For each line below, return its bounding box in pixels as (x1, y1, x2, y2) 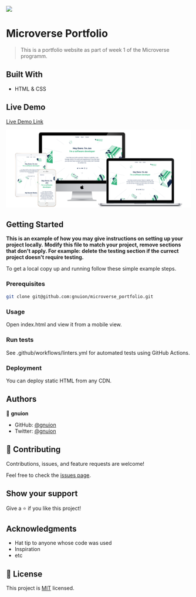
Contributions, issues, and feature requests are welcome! (6, 460, 145, 467)
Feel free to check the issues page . (6, 471, 91, 479)
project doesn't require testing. (6, 254, 84, 261)
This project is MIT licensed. (6, 585, 75, 592)
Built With (6, 69, 43, 79)
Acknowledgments (6, 523, 77, 533)
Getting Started (6, 219, 64, 229)
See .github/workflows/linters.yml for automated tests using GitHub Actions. (6, 349, 190, 356)
